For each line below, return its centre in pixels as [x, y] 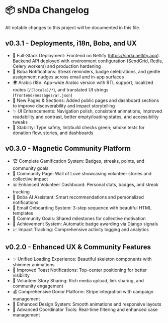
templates [23, 213]
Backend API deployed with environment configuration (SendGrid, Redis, [88, 61]
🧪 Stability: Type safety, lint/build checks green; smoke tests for [78, 127]
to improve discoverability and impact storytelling [64, 105]
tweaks [20, 122]
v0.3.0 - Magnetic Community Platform [68, 148]
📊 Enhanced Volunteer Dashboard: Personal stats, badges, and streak [85, 184]
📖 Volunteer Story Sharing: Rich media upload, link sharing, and [78, 281]
